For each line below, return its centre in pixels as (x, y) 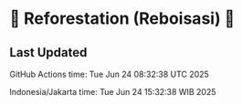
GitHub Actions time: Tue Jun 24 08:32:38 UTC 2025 (110, 74)
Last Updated (48, 52)
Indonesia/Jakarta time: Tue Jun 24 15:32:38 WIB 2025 (113, 92)
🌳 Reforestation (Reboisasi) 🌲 (122, 19)
